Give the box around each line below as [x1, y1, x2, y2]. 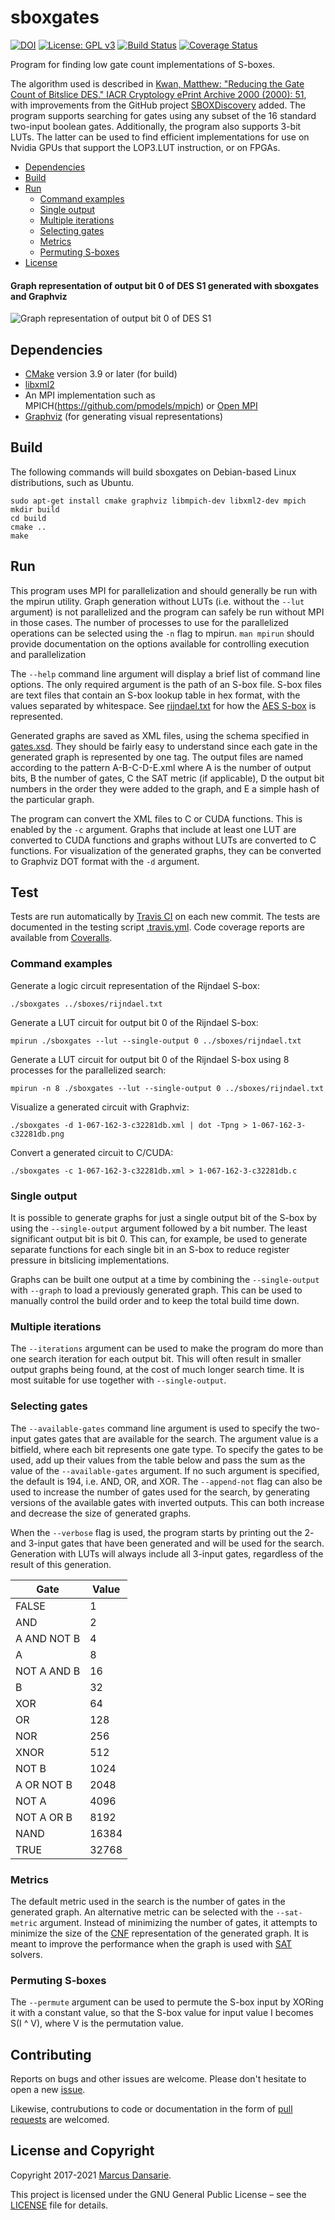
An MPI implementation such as [24, 389, 156, 401]
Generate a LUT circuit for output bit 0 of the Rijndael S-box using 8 [10, 1053, 290, 1065]
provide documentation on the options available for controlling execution [10, 637, 310, 650]
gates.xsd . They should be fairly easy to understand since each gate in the [10, 740, 318, 752]
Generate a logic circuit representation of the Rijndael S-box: [10, 979, 260, 991]
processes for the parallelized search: [10, 1064, 167, 1076]
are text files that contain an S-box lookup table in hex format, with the [10, 689, 301, 701]
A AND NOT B [15, 1631, 81, 1645]
